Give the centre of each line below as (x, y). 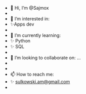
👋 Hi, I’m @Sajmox (29, 8)
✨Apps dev (22, 24)
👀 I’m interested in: (30, 19)
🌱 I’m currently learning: (35, 35)
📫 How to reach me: (32, 74)
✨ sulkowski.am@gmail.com (40, 81)
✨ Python (20, 41)
